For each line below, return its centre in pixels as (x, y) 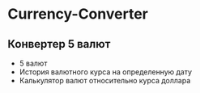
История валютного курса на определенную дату (105, 72)
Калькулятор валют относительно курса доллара (105, 80)
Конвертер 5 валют (59, 44)
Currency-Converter (78, 14)
